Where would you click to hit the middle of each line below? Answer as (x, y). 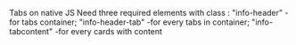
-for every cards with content (109, 31)
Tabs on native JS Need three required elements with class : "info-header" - (149, 13)
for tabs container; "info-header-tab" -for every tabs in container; (129, 22)
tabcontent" (31, 31)
